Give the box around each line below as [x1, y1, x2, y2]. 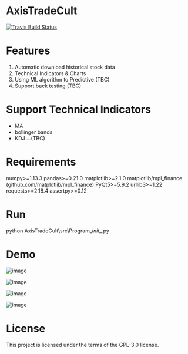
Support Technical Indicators [6, 103, 152, 116]
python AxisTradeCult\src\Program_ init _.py [6, 227, 110, 234]
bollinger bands [14, 128, 53, 136]
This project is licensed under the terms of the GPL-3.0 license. [6, 341, 159, 348]
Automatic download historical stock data [14, 63, 116, 70]
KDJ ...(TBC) [14, 134, 45, 141]
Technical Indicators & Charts [14, 69, 86, 77]
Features [6, 44, 51, 58]
